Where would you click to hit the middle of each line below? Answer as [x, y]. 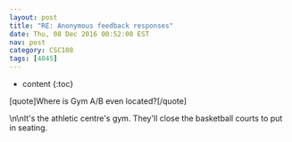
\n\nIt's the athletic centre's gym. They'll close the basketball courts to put [146, 118]
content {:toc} [48, 84]
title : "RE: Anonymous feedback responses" [92, 26]
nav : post [28, 42]
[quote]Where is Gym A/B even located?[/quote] [98, 101]
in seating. [29, 128]
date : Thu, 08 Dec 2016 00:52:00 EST [79, 34]
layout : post [33, 17]
